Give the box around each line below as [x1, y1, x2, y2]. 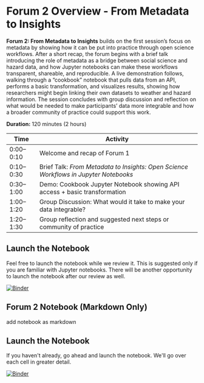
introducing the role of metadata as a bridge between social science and [6, 57, 188, 64]
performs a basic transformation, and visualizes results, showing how [6, 82, 180, 90]
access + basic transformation [39, 188, 126, 196]
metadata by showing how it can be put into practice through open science [6, 44, 194, 51]
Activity [105, 135, 129, 143]
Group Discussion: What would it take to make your [39, 197, 185, 206]
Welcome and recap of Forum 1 [39, 149, 130, 157]
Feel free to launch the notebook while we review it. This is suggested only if [6, 259, 198, 267]
